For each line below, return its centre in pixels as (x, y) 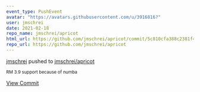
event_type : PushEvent (34, 11)
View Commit (23, 83)
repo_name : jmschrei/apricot (42, 34)
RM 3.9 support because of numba (42, 72)
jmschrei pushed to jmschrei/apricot (50, 61)
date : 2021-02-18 (28, 28)
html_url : (18, 39)
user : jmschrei (25, 22)
